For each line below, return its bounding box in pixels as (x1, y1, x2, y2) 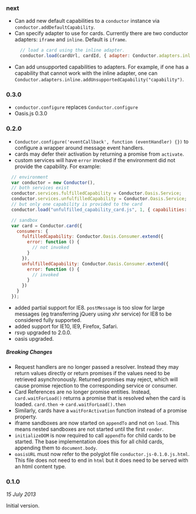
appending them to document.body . (14, 444, 98, 451)
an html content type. (14, 462, 66, 470)
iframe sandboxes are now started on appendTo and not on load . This (14, 419, 180, 426)
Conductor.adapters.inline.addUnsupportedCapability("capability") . (14, 76, 184, 83)
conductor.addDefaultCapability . (14, 23, 95, 30)
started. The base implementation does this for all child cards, (14, 438, 164, 445)
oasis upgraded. (14, 335, 54, 342)
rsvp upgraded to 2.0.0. (14, 329, 72, 336)
